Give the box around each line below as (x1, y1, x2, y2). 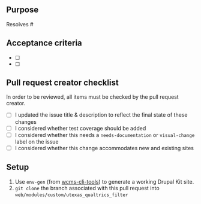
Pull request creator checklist (6, 78, 119, 88)
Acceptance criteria (6, 38, 82, 48)
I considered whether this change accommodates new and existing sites (14, 144, 194, 151)
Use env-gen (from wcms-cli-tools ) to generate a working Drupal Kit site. (14, 178, 194, 185)
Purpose (6, 5, 39, 15)
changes (14, 118, 37, 125)
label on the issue (14, 138, 59, 145)
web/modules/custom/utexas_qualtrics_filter (14, 191, 128, 198)
